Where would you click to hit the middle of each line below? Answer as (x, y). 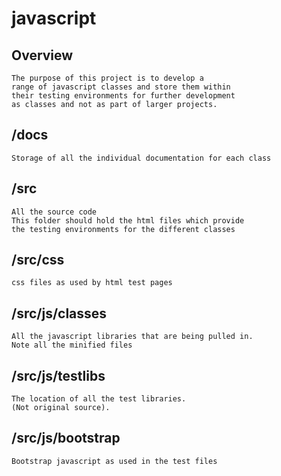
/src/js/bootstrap (66, 438)
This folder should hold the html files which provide (128, 220)
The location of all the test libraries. (99, 399)
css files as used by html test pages (92, 283)
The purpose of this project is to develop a (107, 78)
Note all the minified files (72, 345)
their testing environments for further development (123, 96)
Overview (42, 55)
